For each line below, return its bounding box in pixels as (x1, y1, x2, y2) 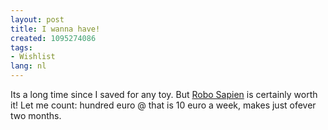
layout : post (10, 14, 65, 25)
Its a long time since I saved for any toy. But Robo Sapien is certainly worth (10, 89, 318, 100)
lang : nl (10, 61, 47, 71)
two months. (10, 110, 62, 121)
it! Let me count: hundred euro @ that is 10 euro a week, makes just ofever (10, 99, 317, 111)
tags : (10, 42, 33, 53)
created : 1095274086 (10, 33, 97, 43)
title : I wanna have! (10, 24, 101, 34)
